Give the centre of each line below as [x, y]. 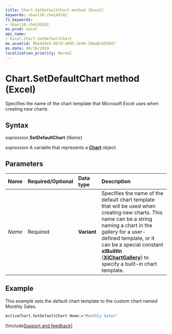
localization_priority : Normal [39, 53]
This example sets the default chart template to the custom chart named [81, 301]
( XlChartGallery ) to [125, 257]
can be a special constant [132, 245]
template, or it [138, 238]
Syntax [17, 125]
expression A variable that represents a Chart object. [61, 147]
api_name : [16, 34]
